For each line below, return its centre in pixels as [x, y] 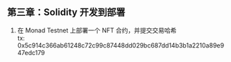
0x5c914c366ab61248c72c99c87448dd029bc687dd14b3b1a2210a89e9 [120, 45]
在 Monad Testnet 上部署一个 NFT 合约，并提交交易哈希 [97, 30]
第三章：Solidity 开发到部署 [66, 12]
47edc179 [31, 52]
